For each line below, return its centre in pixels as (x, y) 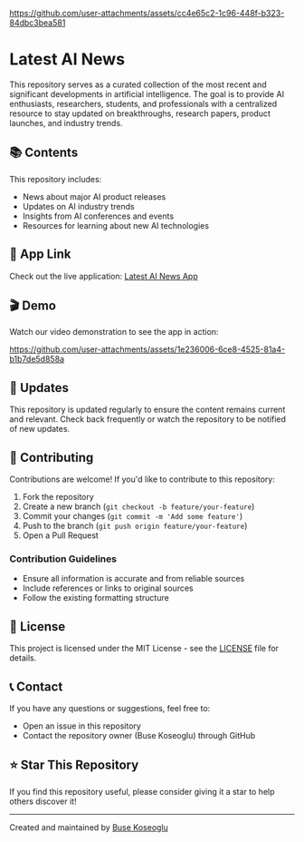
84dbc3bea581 (38, 23)
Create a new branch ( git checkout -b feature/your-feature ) (138, 506)
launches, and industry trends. (66, 122)
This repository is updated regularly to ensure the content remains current (147, 410)
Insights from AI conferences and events (98, 216)
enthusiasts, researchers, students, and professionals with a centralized (143, 103)
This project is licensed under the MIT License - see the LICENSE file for (144, 649)
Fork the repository (58, 497)
